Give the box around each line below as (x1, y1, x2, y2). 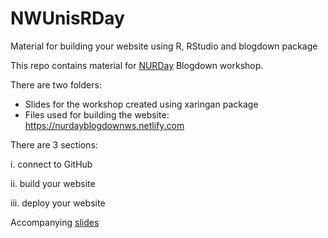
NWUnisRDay (10, 7, 125, 30)
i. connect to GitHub (10, 158, 93, 170)
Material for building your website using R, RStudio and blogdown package (10, 40, 318, 52)
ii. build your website (10, 177, 96, 189)
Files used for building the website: (24, 108, 170, 121)
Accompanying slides (10, 216, 100, 228)
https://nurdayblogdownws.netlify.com (24, 119, 185, 131)
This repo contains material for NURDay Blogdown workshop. (10, 59, 264, 71)
